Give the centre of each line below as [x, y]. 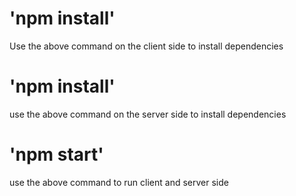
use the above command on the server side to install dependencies [148, 114]
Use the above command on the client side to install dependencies [146, 46]
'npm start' [56, 154]
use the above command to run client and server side [119, 182]
